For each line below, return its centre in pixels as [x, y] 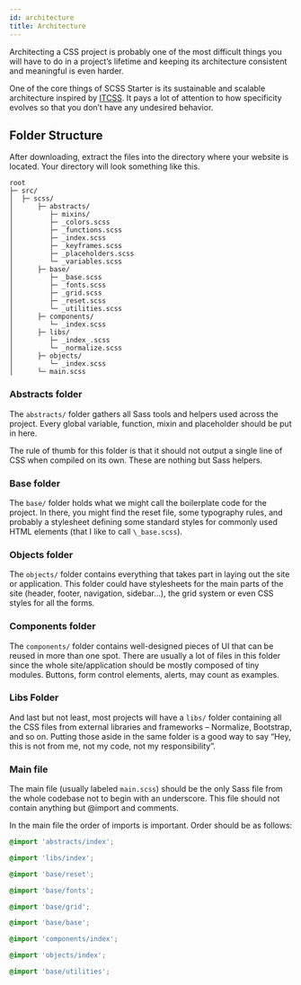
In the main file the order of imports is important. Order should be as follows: [151, 825]
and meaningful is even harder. [66, 71]
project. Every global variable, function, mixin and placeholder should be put [150, 423]
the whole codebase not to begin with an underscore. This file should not [145, 799]
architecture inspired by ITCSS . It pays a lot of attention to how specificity [146, 98]
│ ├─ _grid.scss [56, 293]
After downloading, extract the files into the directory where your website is [149, 157]
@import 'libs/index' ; [52, 858]
